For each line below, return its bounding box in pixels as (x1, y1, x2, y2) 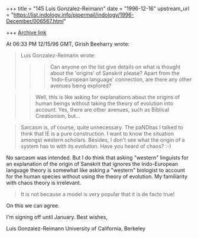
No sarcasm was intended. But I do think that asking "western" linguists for (6, 154, 189, 161)
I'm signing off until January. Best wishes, (6, 214, 108, 220)
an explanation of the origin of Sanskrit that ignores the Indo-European (6, 161, 178, 167)
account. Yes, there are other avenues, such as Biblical (35, 106, 170, 113)
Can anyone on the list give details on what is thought (50, 63, 181, 70)
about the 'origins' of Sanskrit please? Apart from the (50, 70, 180, 76)
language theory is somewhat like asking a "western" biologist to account (6, 167, 185, 174)
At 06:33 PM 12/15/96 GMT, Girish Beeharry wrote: (6, 41, 130, 47)
